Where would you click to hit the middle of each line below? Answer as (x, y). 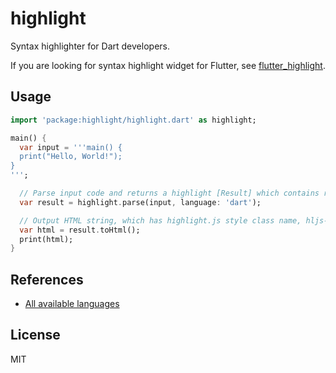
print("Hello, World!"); (71, 157)
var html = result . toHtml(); (80, 230)
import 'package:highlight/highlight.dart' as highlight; (133, 120)
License (35, 335)
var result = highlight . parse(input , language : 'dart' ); (140, 202)
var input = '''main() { (71, 147)
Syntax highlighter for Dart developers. (90, 46)
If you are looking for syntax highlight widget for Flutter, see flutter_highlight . (168, 65)
